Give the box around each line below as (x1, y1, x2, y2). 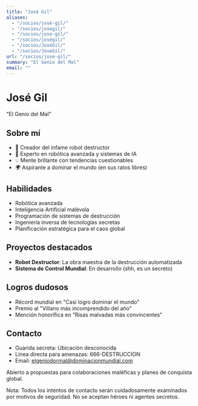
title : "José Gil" (6, 8, 52, 15)
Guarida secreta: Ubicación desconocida (14, 344, 117, 352)
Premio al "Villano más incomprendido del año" (14, 304, 132, 312)
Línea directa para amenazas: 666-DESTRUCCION (14, 351, 140, 358)
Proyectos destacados (6, 242, 93, 253)
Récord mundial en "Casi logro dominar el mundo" (14, 298, 140, 306)
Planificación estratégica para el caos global (14, 225, 125, 232)
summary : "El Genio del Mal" (6, 59, 79, 65)
